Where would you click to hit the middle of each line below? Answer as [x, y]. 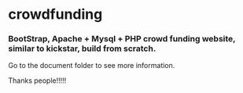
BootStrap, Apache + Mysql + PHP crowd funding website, [122, 39]
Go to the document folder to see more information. [92, 66]
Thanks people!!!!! [37, 80]
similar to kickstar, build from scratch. [82, 48]
